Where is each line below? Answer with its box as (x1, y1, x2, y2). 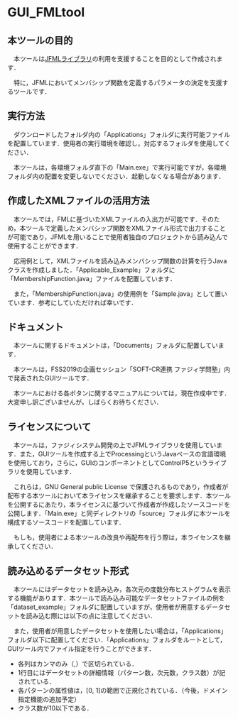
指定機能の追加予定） (17, 695, 80, 703)
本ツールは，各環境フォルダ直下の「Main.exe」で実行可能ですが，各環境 (13, 163, 227, 171)
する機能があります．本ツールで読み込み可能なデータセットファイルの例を (7, 594, 225, 603)
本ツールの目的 (7, 34, 73, 46)
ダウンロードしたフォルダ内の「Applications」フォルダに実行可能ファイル (13, 130, 231, 138)
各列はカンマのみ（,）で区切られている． (17, 659, 139, 668)
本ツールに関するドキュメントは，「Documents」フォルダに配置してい (13, 341, 218, 350)
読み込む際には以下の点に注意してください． (26, 612, 157, 620)
